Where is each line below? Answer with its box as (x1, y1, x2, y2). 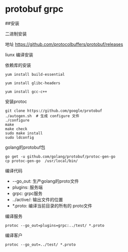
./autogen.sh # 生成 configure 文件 (5, 113, 80, 119)
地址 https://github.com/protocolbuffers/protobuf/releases (5, 41, 123, 47)
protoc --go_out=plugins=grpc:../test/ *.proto (5, 223, 105, 228)
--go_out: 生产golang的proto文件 (12, 178, 79, 184)
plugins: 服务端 (12, 184, 43, 190)
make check (5, 126, 28, 131)
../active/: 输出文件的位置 (12, 196, 63, 202)
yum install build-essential (5, 72, 65, 77)
